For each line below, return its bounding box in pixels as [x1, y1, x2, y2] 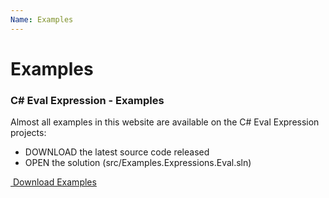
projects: [10, 127, 47, 139]
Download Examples [12, 176, 97, 188]
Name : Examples [10, 14, 74, 25]
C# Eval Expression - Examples [10, 93, 165, 107]
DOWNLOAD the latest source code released [24, 146, 210, 158]
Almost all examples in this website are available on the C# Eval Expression [10, 116, 320, 128]
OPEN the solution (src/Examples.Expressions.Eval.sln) [24, 157, 252, 169]
